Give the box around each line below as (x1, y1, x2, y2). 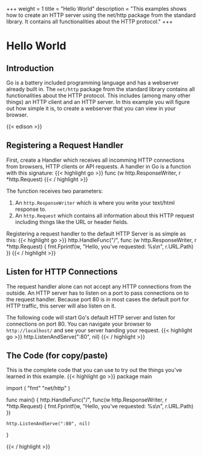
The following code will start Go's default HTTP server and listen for (6, 313, 176, 321)
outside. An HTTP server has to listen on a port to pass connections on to (6, 289, 189, 297)
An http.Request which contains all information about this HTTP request (14, 211, 195, 219)
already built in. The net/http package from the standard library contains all (6, 86, 195, 92)
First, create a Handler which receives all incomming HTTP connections (6, 156, 185, 164)
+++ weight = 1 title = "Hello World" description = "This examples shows (6, 5, 187, 12)
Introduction (6, 63, 54, 73)
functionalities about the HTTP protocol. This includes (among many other (6, 92, 191, 99)
